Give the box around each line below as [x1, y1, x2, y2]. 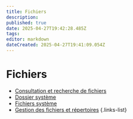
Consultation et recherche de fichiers [14, 87, 107, 94]
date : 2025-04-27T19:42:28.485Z [6, 25, 86, 32]
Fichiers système [14, 99, 57, 107]
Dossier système [14, 93, 57, 101]
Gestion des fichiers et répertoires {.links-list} [14, 106, 127, 113]
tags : [6, 31, 20, 37]
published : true [6, 20, 47, 26]
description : [6, 14, 39, 20]
